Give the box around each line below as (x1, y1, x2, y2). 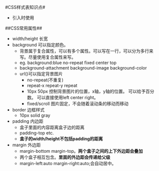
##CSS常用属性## (5, 25, 42, 31)
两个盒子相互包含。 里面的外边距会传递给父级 (19, 154, 111, 160)
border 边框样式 (12, 107, 45, 112)
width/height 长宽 (12, 36, 48, 41)
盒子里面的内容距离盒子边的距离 (19, 125, 85, 130)
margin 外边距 (12, 142, 41, 148)
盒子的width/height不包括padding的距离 (19, 136, 103, 141)
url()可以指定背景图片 (19, 71, 63, 76)
